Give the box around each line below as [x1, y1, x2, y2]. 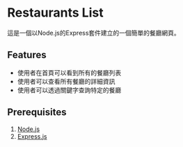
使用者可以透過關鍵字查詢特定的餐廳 [17, 85, 122, 94]
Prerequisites [7, 106, 67, 119]
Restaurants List [7, 5, 104, 21]
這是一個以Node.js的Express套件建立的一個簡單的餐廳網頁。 [7, 28, 181, 37]
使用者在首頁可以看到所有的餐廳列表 [17, 68, 122, 77]
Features [7, 49, 47, 61]
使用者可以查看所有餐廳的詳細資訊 [17, 77, 116, 85]
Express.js [17, 132, 47, 140]
